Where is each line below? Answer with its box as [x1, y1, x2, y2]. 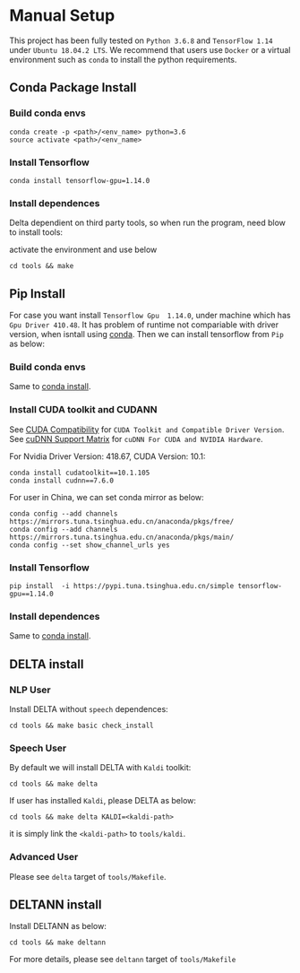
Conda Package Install [9, 80, 137, 95]
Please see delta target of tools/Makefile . [9, 871, 167, 882]
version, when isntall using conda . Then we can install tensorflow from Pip [9, 329, 284, 340]
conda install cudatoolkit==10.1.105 [9, 468, 150, 477]
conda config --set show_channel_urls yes [9, 540, 170, 550]
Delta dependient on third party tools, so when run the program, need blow [9, 217, 287, 229]
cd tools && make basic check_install [9, 721, 154, 730]
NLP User [9, 683, 51, 696]
